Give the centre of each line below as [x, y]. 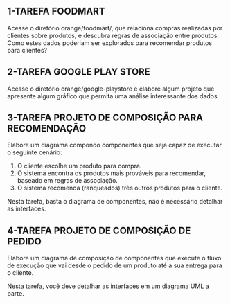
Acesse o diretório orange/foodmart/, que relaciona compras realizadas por [115, 28]
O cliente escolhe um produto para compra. [79, 166]
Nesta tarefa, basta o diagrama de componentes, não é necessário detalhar [115, 202]
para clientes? [27, 50]
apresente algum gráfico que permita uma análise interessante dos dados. [113, 96]
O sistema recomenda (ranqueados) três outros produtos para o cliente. [120, 188]
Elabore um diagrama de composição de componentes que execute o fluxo [114, 258]
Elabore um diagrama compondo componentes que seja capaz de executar [114, 145]
